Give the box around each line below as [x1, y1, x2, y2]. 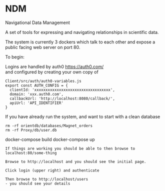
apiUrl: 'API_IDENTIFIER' [9, 100, 64, 105]
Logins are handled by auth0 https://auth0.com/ [5, 63, 104, 69]
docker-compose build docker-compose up [5, 136, 95, 142]
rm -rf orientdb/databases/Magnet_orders [5, 123, 93, 128]
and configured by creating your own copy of [5, 68, 98, 75]
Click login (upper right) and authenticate [5, 168, 99, 173]
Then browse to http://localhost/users [5, 176, 88, 181]
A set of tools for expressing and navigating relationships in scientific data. [5, 29, 159, 35]
